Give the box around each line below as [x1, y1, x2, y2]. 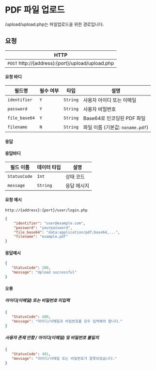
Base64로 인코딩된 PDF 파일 [83, 115, 146, 122]
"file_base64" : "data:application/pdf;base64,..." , [14, 230, 120, 235]
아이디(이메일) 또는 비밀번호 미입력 [5, 297, 70, 303]
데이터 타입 [37, 164, 61, 170]
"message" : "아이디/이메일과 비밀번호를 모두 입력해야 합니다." [11, 319, 123, 324]
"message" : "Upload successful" [11, 270, 77, 275]
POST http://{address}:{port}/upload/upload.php [7, 60, 114, 66]
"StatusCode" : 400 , [11, 314, 51, 320]
